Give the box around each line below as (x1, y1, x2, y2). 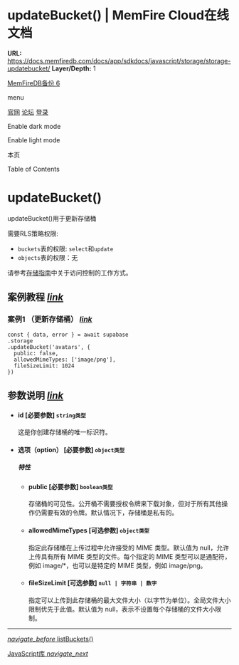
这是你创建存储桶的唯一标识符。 (17, 428, 112, 436)
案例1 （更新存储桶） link (7, 315, 92, 325)
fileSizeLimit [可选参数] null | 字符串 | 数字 (28, 579, 157, 587)
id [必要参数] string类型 (17, 411, 87, 419)
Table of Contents (7, 164, 60, 173)
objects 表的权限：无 (17, 253, 78, 261)
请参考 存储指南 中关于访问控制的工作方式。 (7, 268, 132, 277)
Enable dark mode (7, 122, 61, 130)
